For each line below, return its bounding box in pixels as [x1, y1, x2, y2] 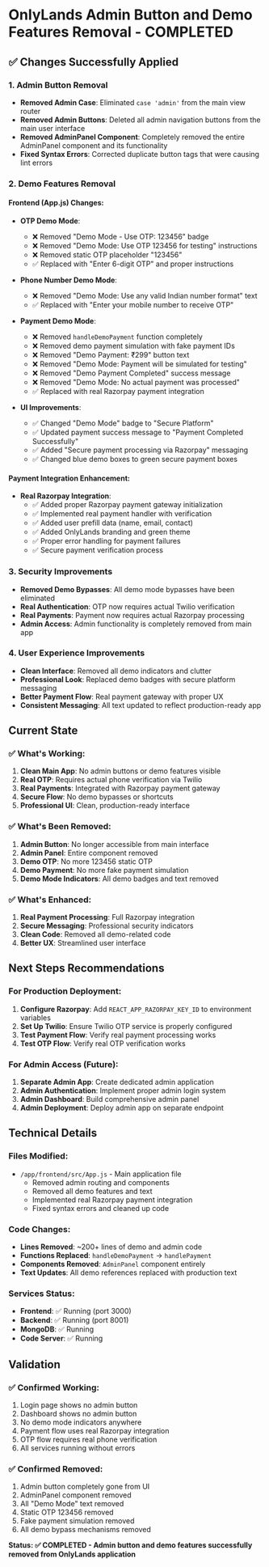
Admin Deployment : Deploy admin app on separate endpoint [19, 1103, 225, 1113]
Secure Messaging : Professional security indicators [19, 921, 194, 931]
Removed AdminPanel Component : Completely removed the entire [19, 132, 245, 142]
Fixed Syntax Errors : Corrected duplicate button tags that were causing [19, 149, 260, 159]
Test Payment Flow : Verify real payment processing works [19, 1030, 216, 1040]
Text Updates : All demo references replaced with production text [19, 1268, 237, 1277]
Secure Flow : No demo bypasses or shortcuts [19, 792, 174, 802]
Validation [8, 1357, 61, 1371]
